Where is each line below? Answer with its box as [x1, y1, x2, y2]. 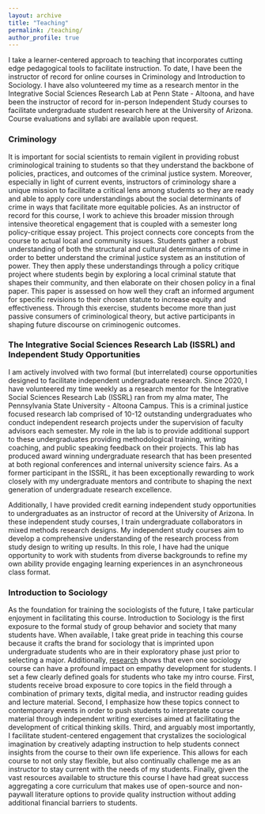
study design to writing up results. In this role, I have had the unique [8, 542, 229, 552]
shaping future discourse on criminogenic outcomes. [8, 319, 180, 329]
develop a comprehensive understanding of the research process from [8, 533, 239, 543]
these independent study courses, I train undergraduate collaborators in [8, 517, 243, 526]
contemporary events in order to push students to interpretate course [8, 706, 235, 715]
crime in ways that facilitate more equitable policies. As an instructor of [8, 202, 240, 212]
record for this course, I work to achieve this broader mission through [8, 210, 235, 220]
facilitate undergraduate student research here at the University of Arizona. [8, 106, 253, 115]
